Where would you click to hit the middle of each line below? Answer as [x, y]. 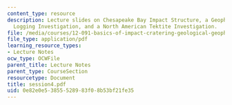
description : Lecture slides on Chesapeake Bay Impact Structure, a [108, 20]
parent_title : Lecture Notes [49, 65]
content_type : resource [41, 13]
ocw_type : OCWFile [33, 59]
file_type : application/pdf [48, 39]
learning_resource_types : [44, 46]
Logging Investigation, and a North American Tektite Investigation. [115, 26]
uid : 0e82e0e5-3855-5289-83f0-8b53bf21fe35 [71, 90]
